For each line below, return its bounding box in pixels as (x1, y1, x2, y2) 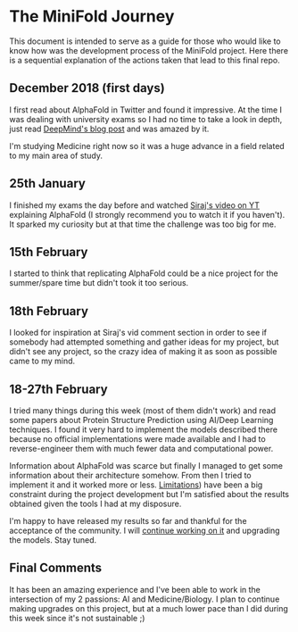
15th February (9, 244, 88, 260)
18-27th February (9, 381, 109, 396)
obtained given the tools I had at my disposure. (9, 498, 182, 509)
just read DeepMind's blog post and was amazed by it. (9, 123, 210, 134)
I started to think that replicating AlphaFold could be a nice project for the (9, 268, 278, 279)
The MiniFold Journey (9, 6, 175, 27)
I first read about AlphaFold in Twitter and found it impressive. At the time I (9, 104, 283, 115)
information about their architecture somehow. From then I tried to (9, 470, 252, 480)
